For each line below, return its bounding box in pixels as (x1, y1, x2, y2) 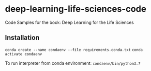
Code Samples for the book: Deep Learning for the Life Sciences (5, 19, 134, 25)
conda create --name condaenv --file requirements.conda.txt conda (5, 47, 143, 52)
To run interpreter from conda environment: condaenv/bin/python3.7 (5, 60, 141, 66)
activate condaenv (5, 52, 42, 56)
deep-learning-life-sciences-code (5, 3, 147, 15)
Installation (5, 34, 40, 42)
